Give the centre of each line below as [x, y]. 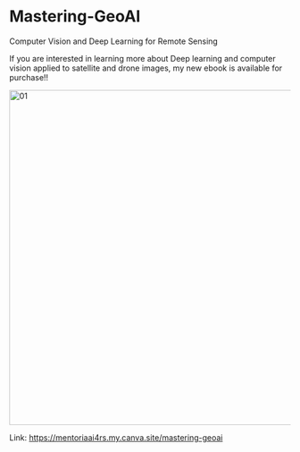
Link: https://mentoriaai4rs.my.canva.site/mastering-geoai [116, 437]
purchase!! [29, 77]
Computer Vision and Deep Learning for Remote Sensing [114, 41]
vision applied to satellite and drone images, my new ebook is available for [146, 68]
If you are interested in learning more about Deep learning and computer [143, 58]
